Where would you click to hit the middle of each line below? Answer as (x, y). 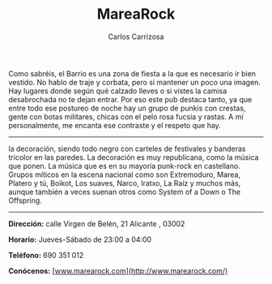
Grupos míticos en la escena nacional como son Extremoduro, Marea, (125, 174)
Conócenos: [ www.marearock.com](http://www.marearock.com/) (118, 271)
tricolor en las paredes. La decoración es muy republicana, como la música (134, 157)
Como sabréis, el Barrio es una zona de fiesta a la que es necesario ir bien (132, 73)
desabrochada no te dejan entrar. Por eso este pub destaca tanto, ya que (130, 99)
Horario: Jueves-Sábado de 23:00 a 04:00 (80, 239)
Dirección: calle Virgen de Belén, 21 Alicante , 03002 (97, 223)
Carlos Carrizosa (136, 37)
